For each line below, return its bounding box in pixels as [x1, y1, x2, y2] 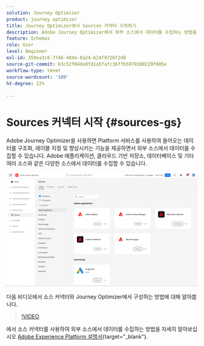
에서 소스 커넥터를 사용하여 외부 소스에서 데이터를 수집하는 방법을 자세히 [6, 325, 177, 333]
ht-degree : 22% [6, 80, 45, 86]
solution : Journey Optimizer [6, 10, 80, 16]
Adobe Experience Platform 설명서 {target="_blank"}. [17, 333, 148, 340]
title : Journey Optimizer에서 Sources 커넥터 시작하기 [6, 22, 137, 29]
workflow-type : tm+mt [6, 67, 61, 74]
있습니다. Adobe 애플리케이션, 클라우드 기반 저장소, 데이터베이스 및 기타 [24, 152, 194, 159]
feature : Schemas [6, 35, 50, 42]
